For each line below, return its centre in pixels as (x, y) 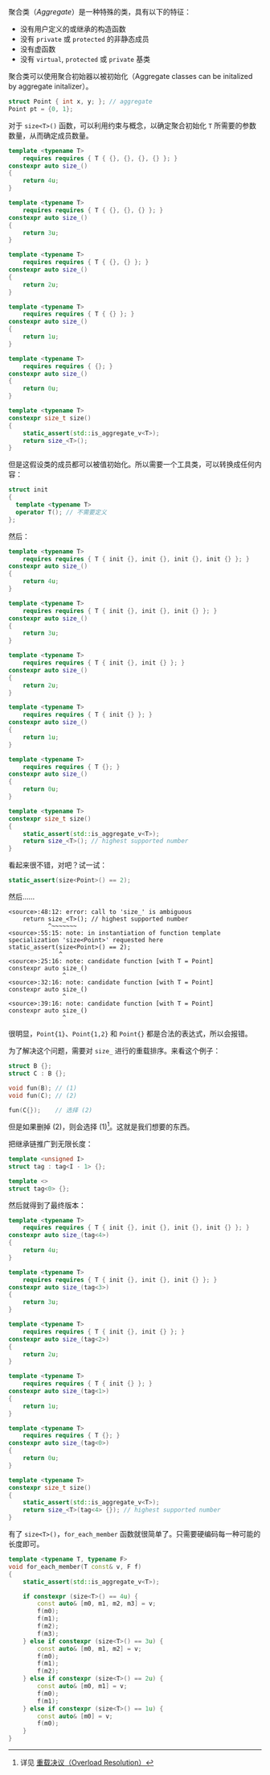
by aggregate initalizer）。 (51, 86)
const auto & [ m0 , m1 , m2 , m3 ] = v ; (97, 1604)
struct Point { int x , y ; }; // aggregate (80, 101)
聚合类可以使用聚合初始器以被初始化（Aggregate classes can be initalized (131, 76)
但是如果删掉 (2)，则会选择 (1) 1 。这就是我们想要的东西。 (101, 1126)
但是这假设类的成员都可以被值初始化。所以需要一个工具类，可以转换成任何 (131, 465)
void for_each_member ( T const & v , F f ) (75, 1566)
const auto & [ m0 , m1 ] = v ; (82, 1686)
